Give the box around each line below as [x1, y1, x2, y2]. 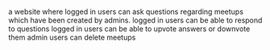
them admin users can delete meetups [8, 32, 136, 42]
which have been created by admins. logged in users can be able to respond [8, 15, 263, 25]
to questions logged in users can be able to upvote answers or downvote [8, 24, 251, 33]
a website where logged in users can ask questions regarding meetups [8, 7, 244, 16]
